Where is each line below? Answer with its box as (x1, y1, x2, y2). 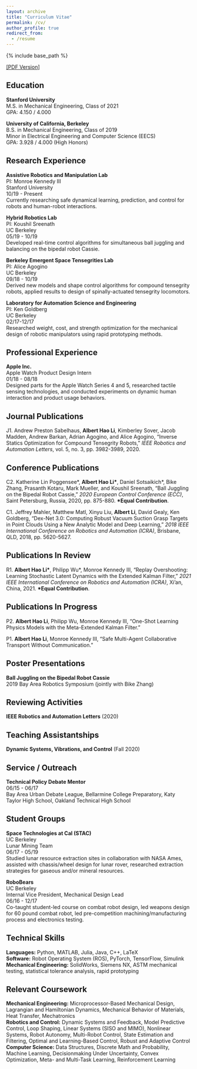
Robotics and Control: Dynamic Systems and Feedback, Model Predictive (6, 1018, 185, 1026)
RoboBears (6, 878, 34, 886)
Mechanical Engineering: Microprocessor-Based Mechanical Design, (6, 1000, 175, 1007)
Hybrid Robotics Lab (6, 214, 57, 221)
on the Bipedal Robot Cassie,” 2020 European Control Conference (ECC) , (6, 491, 183, 498)
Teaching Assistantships (6, 730, 99, 740)
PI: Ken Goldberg (6, 305, 48, 312)
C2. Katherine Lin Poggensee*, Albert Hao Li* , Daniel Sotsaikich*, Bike (6, 479, 177, 486)
